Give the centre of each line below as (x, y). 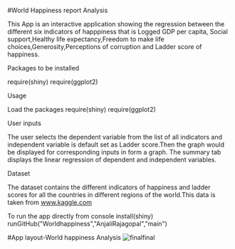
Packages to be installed (43, 68)
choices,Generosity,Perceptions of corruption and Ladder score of (105, 47)
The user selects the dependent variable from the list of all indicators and (115, 137)
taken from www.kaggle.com (50, 202)
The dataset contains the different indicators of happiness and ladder (109, 187)
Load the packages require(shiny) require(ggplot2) (82, 109)
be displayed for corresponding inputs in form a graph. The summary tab (114, 152)
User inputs (24, 123)
